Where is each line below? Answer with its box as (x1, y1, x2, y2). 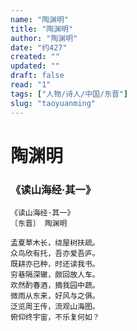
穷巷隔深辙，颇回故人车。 (10, 269, 100, 280)
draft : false (10, 71, 65, 81)
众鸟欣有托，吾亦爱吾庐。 (10, 248, 100, 258)
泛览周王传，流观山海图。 (10, 301, 100, 311)
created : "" (10, 52, 60, 62)
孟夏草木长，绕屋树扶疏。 (10, 237, 100, 248)
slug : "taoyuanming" (10, 98, 97, 108)
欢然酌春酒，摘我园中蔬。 (10, 280, 100, 290)
